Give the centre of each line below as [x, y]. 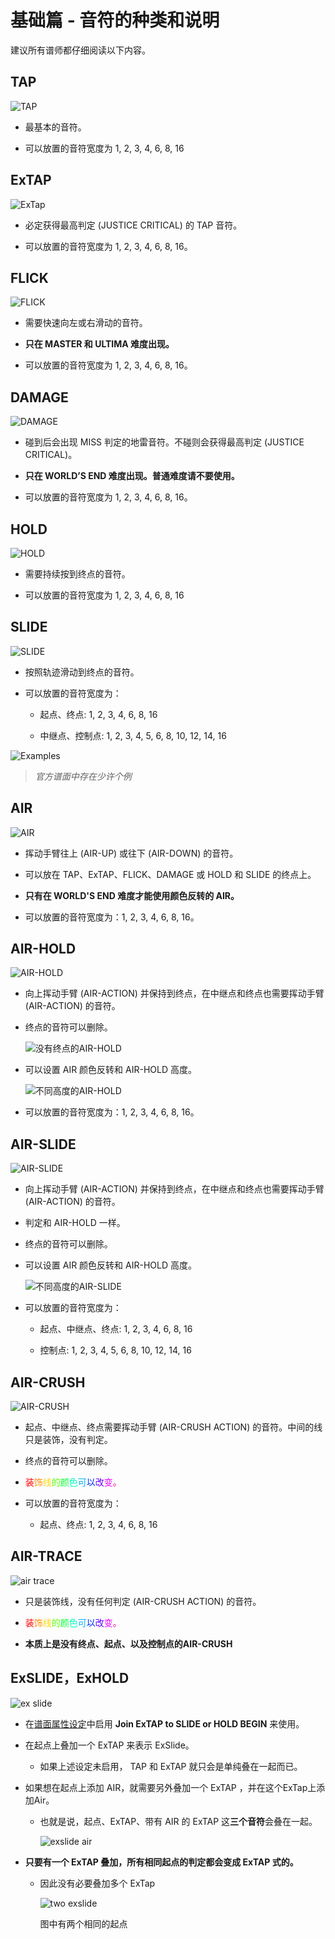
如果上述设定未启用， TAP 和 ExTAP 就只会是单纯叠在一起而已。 [171, 1766]
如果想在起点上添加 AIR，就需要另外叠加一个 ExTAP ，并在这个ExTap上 [170, 1787]
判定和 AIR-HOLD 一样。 [75, 1223]
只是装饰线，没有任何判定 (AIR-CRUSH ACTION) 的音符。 [143, 1601]
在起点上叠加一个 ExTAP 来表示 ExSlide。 [109, 1745]
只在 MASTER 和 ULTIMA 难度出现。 [99, 344]
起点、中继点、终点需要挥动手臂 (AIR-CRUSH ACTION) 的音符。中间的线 [173, 1427]
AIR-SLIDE [43, 1144]
